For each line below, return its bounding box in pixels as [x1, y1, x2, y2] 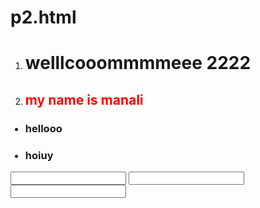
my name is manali [24, 91, 144, 108]
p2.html [10, 6, 77, 29]
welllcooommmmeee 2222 [24, 52, 252, 75]
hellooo [24, 121, 63, 135]
